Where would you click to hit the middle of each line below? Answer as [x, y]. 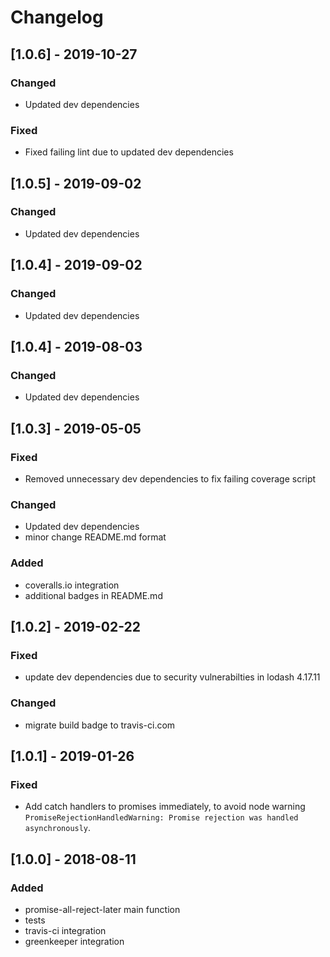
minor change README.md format [95, 537]
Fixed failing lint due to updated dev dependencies [129, 152]
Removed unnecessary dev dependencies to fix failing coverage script [170, 478]
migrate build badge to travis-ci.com [100, 725]
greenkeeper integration [74, 941]
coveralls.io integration [72, 585]
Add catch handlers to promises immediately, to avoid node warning [165, 807]
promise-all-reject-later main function [102, 909]
